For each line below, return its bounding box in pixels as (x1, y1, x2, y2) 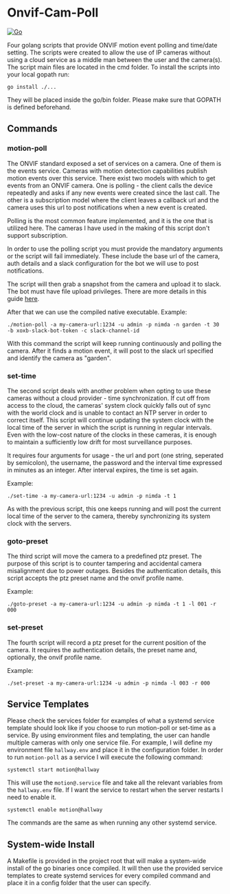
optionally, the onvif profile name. (7, 653, 102, 661)
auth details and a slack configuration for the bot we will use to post (7, 259, 199, 267)
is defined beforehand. (7, 103, 72, 111)
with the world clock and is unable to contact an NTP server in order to (7, 408, 207, 417)
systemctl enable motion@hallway (7, 807, 103, 813)
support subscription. (7, 231, 68, 239)
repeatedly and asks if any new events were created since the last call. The (7, 188, 220, 197)
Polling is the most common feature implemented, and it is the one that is (7, 216, 214, 225)
